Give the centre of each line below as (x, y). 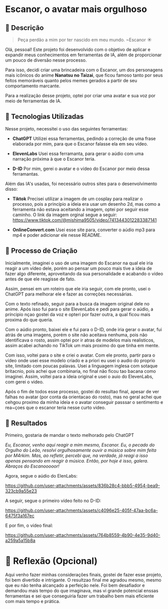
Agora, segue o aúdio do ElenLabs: (41, 476)
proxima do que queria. (29, 320)
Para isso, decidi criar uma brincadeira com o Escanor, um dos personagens (84, 70)
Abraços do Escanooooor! (32, 466)
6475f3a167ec (20, 516)
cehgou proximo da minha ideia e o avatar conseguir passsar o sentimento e (84, 402)
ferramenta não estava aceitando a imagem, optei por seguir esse (80, 209)
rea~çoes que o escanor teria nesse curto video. (56, 407)
